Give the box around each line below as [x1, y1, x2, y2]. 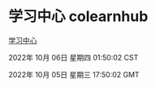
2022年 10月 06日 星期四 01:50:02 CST [8, 52, 139, 62]
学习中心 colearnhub [8, 7, 149, 26]
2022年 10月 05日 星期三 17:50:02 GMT [8, 69, 140, 79]
